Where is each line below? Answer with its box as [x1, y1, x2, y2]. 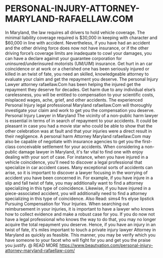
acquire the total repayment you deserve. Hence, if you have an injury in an [5, 221, 156, 227]
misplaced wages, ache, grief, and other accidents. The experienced [5, 97, 143, 103]
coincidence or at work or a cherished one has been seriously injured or [5, 65, 149, 71]
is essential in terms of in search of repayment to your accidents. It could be [5, 118, 158, 124]
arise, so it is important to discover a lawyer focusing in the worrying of [5, 170, 148, 175]
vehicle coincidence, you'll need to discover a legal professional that [5, 159, 143, 165]
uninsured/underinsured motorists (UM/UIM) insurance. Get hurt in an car [5, 61, 153, 66]
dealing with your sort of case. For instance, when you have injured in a [5, 154, 148, 160]
